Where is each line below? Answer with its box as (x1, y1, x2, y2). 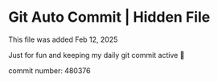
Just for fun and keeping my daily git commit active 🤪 (8, 50, 185, 59)
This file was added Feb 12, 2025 (8, 35, 118, 44)
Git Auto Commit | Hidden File (8, 8, 211, 27)
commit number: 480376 (8, 65, 91, 76)
